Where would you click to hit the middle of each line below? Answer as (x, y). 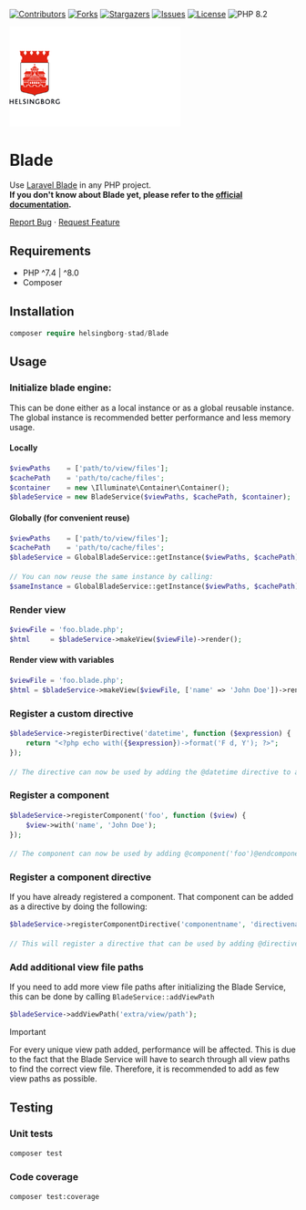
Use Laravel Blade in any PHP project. (81, 185)
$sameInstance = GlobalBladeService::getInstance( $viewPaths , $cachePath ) (154, 586)
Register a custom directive (71, 713)
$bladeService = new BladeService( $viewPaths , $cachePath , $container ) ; (150, 497)
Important (28, 1032)
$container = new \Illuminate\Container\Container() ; (120, 488)
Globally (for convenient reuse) (70, 517)
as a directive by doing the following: (78, 906)
